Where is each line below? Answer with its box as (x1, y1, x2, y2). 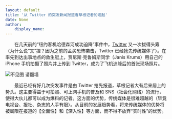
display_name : (14, 27, 45, 32)
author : (5, 22, 22, 27)
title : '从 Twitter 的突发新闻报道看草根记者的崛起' (5, 12, 108, 17)
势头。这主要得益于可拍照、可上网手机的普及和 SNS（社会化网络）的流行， (5, 89, 164, 95)
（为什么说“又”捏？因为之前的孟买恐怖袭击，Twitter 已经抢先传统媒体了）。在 (5, 48, 166, 54)
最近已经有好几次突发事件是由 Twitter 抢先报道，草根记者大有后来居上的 (14, 83, 166, 89)
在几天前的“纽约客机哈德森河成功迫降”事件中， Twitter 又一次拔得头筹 (14, 42, 160, 48)
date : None (5, 17, 29, 22)
